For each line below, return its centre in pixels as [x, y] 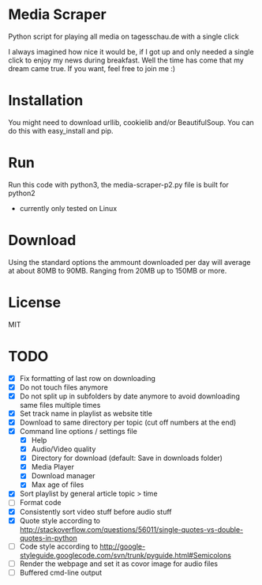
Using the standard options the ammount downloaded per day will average [129, 262]
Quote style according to [60, 520]
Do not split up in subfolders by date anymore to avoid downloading [130, 396]
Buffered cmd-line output [61, 572]
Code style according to [59, 546]
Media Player [53, 467]
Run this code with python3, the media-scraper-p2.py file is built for [118, 184]
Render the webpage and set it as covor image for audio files [119, 564]
